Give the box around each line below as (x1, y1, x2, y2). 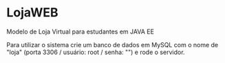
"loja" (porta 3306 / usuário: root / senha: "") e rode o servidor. (6, 48, 185, 56)
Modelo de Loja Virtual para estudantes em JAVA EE (6, 27, 154, 36)
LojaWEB (6, 5, 59, 21)
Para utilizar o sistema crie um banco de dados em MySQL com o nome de (6, 40, 218, 49)
